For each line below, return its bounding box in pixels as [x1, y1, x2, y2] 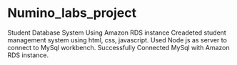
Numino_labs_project [7, 5, 137, 21]
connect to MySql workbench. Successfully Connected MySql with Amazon [7, 43, 230, 52]
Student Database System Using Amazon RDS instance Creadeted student [7, 28, 226, 37]
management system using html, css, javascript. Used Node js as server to [7, 35, 227, 44]
